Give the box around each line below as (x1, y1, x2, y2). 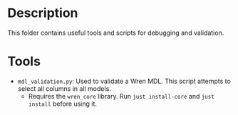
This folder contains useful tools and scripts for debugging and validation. (7, 28, 224, 37)
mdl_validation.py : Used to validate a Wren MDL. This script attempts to (17, 77, 232, 85)
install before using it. (28, 99, 98, 108)
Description (7, 5, 78, 21)
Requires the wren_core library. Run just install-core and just (28, 92, 215, 100)
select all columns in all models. (17, 84, 112, 93)
